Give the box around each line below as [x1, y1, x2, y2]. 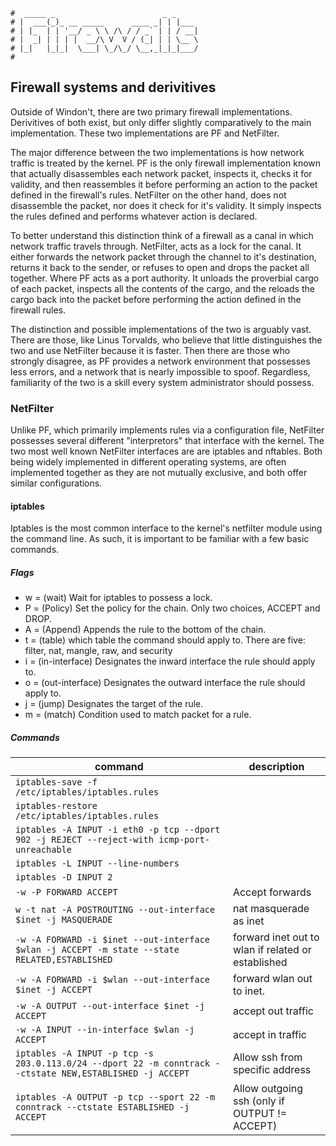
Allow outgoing [232, 1082, 304, 1096]
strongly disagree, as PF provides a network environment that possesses [10, 355, 311, 367]
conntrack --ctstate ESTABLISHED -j [15, 1102, 190, 1113]
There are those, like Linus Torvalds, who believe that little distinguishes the [10, 334, 323, 346]
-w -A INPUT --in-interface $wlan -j [15, 1024, 195, 1036]
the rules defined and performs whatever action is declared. [10, 210, 258, 222]
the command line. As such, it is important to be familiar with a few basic [10, 533, 310, 545]
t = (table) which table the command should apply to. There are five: [24, 634, 306, 646]
